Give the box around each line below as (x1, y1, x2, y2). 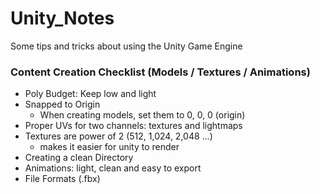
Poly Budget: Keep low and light (24, 88, 157, 100)
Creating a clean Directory (24, 152, 134, 164)
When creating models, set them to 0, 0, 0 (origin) (39, 109, 246, 121)
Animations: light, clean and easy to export (24, 162, 202, 174)
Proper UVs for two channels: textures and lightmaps (24, 120, 243, 132)
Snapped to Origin (24, 98, 101, 111)
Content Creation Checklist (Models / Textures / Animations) (10, 65, 311, 79)
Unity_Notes (10, 7, 115, 30)
